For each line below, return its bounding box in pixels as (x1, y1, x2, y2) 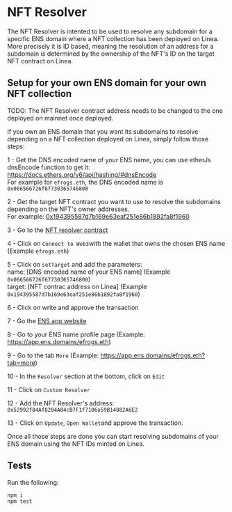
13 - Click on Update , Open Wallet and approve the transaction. (7, 419, 183, 427)
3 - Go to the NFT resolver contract (7, 226, 108, 234)
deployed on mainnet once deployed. (7, 114, 114, 122)
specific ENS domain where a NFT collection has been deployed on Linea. (7, 34, 219, 42)
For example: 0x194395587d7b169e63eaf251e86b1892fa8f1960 (7, 212, 190, 220)
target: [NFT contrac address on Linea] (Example (7, 282, 147, 290)
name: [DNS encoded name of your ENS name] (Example (7, 267, 171, 276)
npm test (7, 497, 33, 505)
